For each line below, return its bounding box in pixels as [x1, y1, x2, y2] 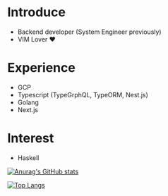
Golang [17, 98, 39, 106]
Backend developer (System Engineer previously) [17, 27, 162, 36]
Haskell [17, 153, 40, 162]
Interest [7, 130, 54, 147]
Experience [7, 60, 76, 76]
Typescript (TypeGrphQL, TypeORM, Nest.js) [17, 90, 148, 99]
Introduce [7, 4, 66, 20]
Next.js [17, 105, 39, 114]
